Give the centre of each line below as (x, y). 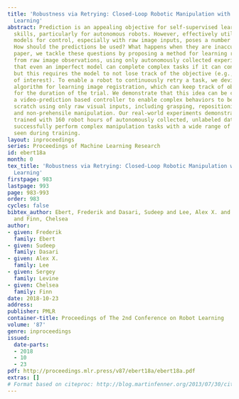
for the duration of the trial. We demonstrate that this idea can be (121, 93)
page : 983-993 (28, 193)
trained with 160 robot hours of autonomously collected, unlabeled (117, 119)
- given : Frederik (34, 232)
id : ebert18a (27, 153)
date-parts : (32, 345)
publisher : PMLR (31, 312)
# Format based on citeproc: (51, 384)
